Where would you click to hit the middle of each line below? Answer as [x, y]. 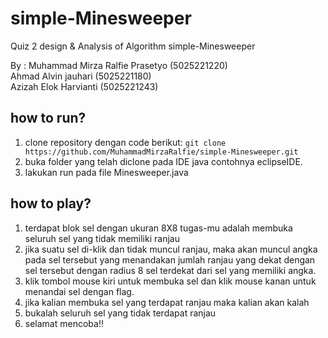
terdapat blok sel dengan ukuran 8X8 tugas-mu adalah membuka [158, 228]
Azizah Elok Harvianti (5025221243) [84, 86]
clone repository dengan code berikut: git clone [125, 142]
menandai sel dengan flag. [79, 291]
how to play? [51, 203]
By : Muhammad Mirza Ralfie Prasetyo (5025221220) [119, 65]
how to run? [48, 118]
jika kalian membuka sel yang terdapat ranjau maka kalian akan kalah [167, 302]
